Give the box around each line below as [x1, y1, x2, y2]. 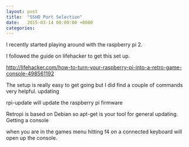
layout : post [6, 8, 38, 15]
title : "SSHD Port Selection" [6, 14, 83, 20]
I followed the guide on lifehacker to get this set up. [6, 52, 130, 59]
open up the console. [6, 135, 58, 142]
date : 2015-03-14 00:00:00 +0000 [6, 19, 93, 25]
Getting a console [6, 117, 49, 124]
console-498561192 [6, 70, 55, 77]
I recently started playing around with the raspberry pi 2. [6, 41, 143, 48]
